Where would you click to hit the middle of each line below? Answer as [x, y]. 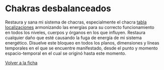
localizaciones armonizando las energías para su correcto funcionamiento [80, 27]
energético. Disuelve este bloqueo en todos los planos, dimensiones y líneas [82, 43]
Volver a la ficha [21, 63]
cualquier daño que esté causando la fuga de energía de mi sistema [73, 38]
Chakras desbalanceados [58, 9]
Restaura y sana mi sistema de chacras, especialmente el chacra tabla [76, 22]
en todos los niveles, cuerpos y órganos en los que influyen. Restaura [75, 32]
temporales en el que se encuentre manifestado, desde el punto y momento [82, 48]
